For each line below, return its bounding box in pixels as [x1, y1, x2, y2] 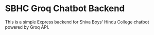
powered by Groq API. [5, 24, 50, 30]
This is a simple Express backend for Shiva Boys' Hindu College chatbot [5, 19, 149, 25]
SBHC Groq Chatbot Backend [5, 3, 125, 14]
